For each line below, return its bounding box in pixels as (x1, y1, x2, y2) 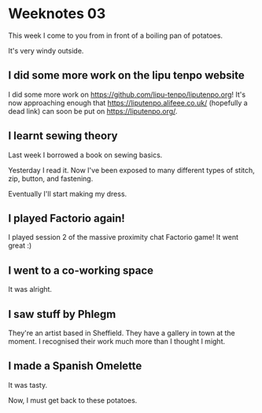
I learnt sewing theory (8, 129, 118, 142)
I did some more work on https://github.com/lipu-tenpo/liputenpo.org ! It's (8, 90, 246, 99)
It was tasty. (8, 380, 48, 389)
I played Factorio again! (8, 212, 126, 225)
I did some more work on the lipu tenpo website (8, 68, 245, 83)
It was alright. (8, 285, 53, 294)
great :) (8, 241, 32, 250)
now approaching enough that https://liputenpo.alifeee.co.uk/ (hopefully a (8, 98, 248, 107)
